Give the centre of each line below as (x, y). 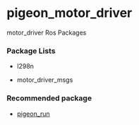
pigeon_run (33, 114)
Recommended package (49, 98)
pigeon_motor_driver (69, 13)
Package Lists (31, 51)
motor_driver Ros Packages (47, 32)
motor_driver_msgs (45, 80)
